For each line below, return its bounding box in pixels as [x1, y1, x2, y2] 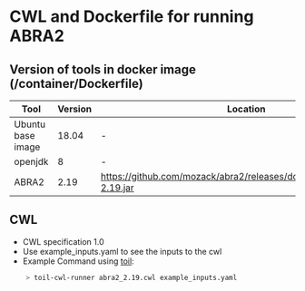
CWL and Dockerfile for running [9, 6, 254, 27]
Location [226, 102, 266, 115]
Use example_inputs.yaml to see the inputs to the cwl [22, 246, 222, 257]
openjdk [14, 156, 49, 168]
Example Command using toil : [22, 256, 134, 267]
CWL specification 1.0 [22, 236, 104, 247]
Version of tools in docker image [9, 62, 197, 77]
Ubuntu [14, 118, 46, 131]
